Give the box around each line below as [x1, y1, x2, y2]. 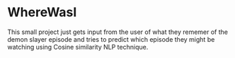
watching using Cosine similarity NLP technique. [7, 42, 149, 51]
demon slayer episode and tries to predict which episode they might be [7, 35, 215, 43]
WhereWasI [7, 4, 77, 21]
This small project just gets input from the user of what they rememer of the [7, 28, 229, 36]
